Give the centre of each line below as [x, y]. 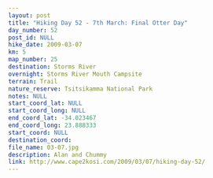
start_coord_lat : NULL [45, 103]
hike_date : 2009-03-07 [45, 45]
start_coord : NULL [38, 132]
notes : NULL [28, 96]
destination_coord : [40, 140]
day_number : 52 [33, 30]
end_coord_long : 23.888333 [52, 125]
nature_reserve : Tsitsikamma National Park [81, 89]
